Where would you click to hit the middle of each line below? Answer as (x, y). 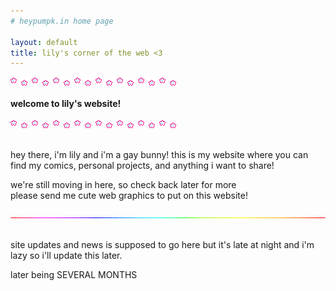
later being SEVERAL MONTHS (74, 275)
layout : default (44, 42)
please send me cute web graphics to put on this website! (129, 196)
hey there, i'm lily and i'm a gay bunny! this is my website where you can (159, 155)
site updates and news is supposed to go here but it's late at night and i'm (162, 245)
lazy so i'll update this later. (66, 256)
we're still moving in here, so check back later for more (123, 185)
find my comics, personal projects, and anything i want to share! (142, 166)
